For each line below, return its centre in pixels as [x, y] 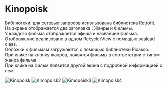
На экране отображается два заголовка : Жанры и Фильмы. [69, 28]
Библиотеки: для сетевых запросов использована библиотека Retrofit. [80, 23]
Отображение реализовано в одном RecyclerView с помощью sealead [80, 39]
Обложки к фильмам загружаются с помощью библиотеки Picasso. [77, 49]
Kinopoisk [27, 9]
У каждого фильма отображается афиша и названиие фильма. [72, 33]
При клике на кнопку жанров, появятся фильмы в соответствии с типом [82, 54]
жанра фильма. [22, 60]
